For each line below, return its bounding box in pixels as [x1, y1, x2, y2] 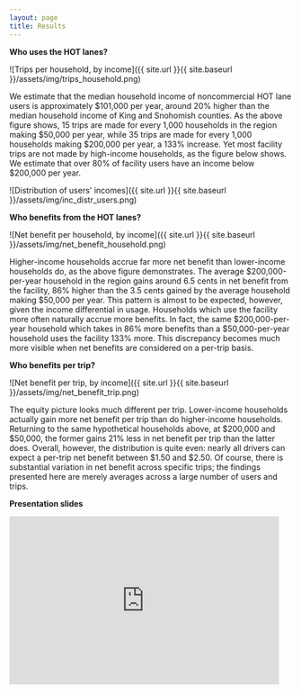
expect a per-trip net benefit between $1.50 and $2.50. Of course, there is [9, 452, 284, 463]
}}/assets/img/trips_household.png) [9, 73, 141, 84]
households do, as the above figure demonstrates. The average [9, 266, 244, 276]
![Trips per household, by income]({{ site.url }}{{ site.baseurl [9, 64, 233, 75]
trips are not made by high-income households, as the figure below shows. [9, 148, 288, 158]
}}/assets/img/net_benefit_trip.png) [9, 386, 140, 397]
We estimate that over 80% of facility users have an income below [9, 158, 255, 168]
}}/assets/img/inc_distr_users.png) [9, 194, 137, 205]
